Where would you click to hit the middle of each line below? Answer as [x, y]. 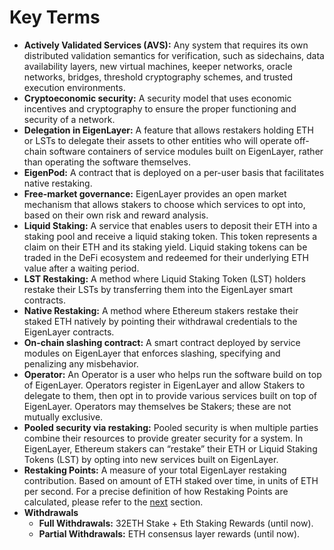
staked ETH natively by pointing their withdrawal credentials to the [160, 321]
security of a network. [69, 119]
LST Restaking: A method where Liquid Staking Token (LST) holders [164, 278]
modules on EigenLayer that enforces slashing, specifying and [152, 353]
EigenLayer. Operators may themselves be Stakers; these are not [157, 406]
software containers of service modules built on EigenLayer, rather [186, 151]
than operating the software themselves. [107, 162]
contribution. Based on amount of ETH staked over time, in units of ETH [171, 480]
